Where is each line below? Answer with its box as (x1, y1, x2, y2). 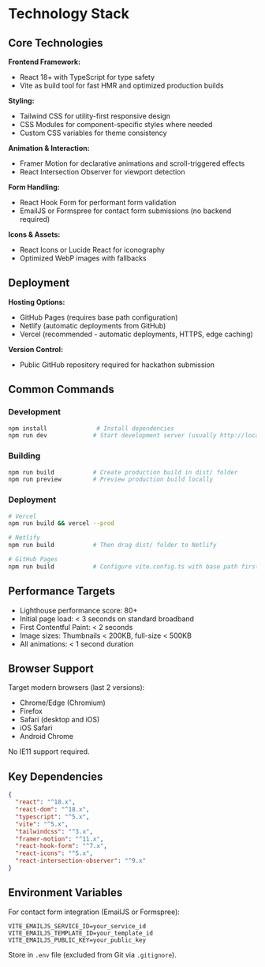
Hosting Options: (8, 297, 65, 306)
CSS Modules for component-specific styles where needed (19, 120, 213, 129)
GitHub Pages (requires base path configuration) (19, 313, 178, 322)
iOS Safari (19, 723, 53, 733)
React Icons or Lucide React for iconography (19, 245, 166, 254)
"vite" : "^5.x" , (15, 820, 69, 828)
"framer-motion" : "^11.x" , (15, 834, 104, 843)
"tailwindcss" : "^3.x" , (15, 827, 93, 835)
